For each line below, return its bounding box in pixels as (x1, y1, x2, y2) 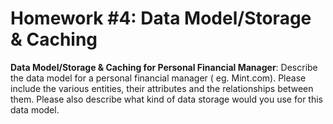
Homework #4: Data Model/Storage (10, 7, 312, 30)
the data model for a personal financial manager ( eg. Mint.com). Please (10, 72, 307, 84)
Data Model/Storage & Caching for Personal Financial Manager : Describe (10, 61, 318, 73)
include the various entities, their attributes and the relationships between (10, 82, 314, 94)
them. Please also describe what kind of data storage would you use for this (10, 93, 323, 105)
